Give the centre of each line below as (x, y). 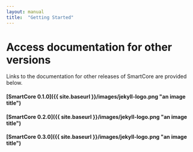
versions (29, 60)
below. (14, 83)
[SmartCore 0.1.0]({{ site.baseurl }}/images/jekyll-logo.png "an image (96, 97)
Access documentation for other (89, 47)
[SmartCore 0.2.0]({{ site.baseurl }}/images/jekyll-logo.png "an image (97, 117)
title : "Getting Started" (40, 17)
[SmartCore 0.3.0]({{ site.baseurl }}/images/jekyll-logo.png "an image (97, 137)
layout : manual (25, 12)
